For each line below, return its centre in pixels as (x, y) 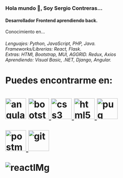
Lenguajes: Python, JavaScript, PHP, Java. (51, 43)
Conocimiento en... (25, 32)
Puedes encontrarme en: (59, 80)
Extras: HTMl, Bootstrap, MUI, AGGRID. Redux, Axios (61, 54)
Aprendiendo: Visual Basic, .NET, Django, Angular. (58, 60)
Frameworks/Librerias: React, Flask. (43, 49)
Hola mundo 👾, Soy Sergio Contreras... (54, 8)
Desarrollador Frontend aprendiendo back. (52, 20)
